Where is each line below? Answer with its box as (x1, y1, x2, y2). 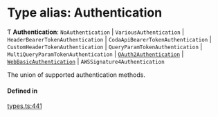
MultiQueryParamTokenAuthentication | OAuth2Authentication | (7, 50, 184, 58)
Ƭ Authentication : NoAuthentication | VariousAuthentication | (7, 28, 185, 36)
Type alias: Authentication (7, 5, 163, 21)
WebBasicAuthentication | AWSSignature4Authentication (7, 57, 165, 65)
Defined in (7, 87, 38, 95)
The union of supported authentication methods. (7, 71, 145, 79)
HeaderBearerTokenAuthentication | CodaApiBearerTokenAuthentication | (7, 35, 212, 43)
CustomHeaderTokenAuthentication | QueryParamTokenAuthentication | (7, 42, 203, 51)
